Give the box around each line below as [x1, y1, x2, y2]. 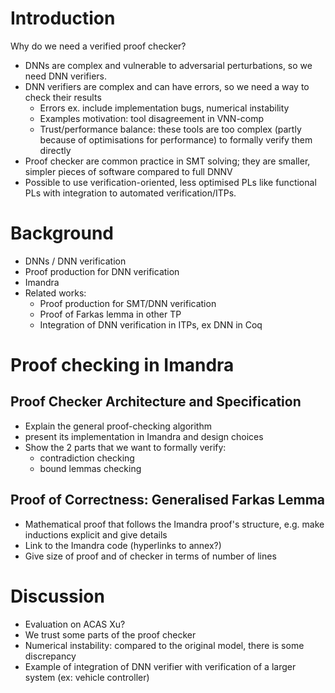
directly [39, 144, 72, 156]
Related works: [24, 287, 87, 299]
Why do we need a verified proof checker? [10, 40, 187, 52]
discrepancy [24, 650, 77, 662]
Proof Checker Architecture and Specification [10, 393, 302, 411]
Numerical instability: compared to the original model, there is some [24, 639, 305, 651]
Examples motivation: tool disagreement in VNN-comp [39, 112, 265, 124]
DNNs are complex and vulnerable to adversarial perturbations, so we [24, 59, 313, 71]
